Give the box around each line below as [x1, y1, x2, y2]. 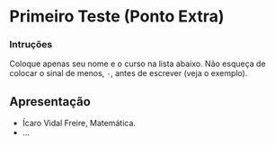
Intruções [9, 38, 53, 51]
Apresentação [9, 94, 92, 109]
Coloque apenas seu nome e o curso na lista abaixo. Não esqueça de [9, 58, 267, 69]
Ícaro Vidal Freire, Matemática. [22, 118, 137, 129]
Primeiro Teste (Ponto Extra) [9, 6, 225, 27]
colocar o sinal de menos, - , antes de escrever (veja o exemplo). [9, 68, 248, 79]
